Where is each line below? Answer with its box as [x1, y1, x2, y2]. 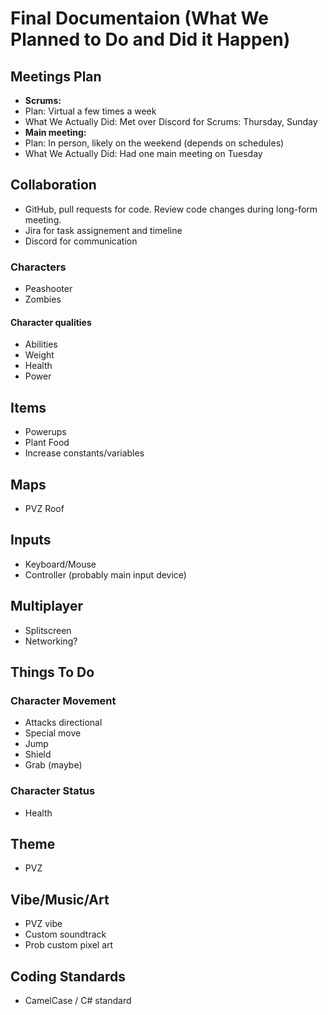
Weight [24, 349, 55, 361]
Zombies [24, 293, 62, 306]
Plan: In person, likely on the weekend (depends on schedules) [24, 137, 285, 149]
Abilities [24, 338, 58, 351]
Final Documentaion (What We [10, 7, 269, 30]
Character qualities [10, 316, 92, 328]
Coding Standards [10, 968, 126, 985]
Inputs [10, 532, 52, 549]
